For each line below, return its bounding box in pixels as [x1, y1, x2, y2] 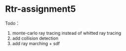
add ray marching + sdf [12, 40, 60, 46]
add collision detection [12, 35, 59, 41]
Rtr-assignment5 [5, 3, 76, 15]
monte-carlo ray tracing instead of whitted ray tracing [12, 30, 122, 36]
